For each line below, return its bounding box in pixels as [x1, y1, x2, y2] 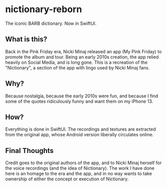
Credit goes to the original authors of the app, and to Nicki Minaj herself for [5, 160, 162, 166]
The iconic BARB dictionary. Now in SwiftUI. [5, 20, 97, 26]
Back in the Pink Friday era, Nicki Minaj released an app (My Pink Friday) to [5, 48, 162, 54]
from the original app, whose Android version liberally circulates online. [5, 132, 154, 138]
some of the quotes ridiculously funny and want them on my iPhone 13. [5, 98, 153, 104]
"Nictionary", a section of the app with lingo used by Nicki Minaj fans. [5, 64, 150, 70]
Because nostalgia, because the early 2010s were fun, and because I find [5, 93, 158, 99]
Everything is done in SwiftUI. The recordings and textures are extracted [5, 126, 156, 132]
